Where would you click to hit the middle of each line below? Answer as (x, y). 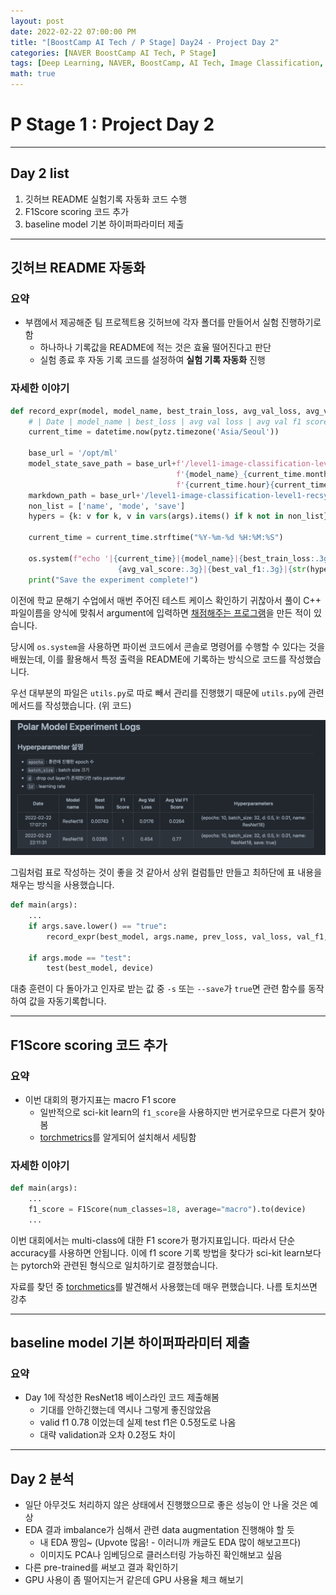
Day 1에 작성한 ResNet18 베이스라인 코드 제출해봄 (122, 1397)
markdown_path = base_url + (84, 495)
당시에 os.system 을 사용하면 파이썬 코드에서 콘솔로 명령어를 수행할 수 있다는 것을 (168, 646)
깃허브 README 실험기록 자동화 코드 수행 (106, 199)
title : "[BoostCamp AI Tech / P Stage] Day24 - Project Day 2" (145, 42)
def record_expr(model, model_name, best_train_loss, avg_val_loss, (156, 411)
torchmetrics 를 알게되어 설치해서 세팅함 (118, 1137)
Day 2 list (40, 173)
